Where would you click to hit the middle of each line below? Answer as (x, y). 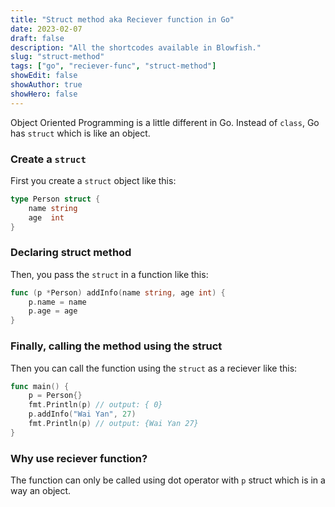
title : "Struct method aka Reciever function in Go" (122, 19)
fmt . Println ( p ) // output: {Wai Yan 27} (113, 424)
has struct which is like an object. (80, 133)
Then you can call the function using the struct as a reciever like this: (154, 368)
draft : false (37, 38)
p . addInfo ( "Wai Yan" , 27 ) (82, 414)
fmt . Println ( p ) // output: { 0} (95, 405)
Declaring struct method (71, 253)
